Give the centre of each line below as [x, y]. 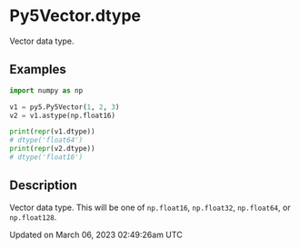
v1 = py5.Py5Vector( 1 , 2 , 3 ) [65, 107]
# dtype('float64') [46, 140]
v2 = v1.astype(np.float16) [63, 115]
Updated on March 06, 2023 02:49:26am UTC [96, 234]
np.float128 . [33, 217]
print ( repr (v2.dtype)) [52, 149]
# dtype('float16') [46, 157]
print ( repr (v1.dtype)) [52, 132]
